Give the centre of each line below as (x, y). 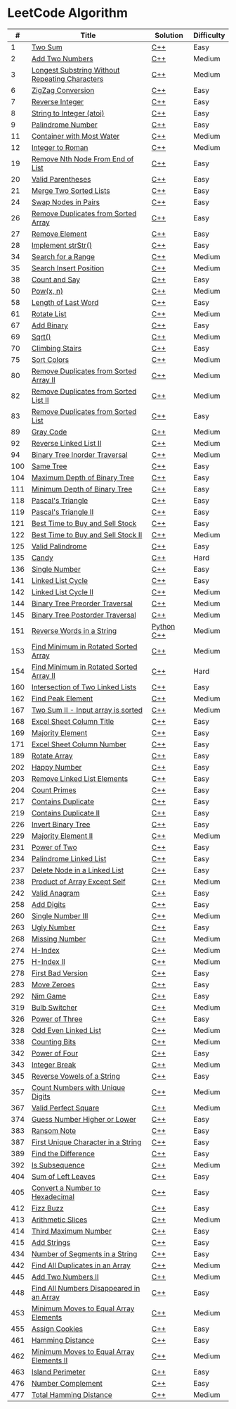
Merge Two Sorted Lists (71, 190)
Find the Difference (63, 1153)
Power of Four (55, 1053)
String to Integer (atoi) (68, 113)
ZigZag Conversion (63, 90)
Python (163, 626)
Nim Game (49, 996)
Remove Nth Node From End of (83, 158)
